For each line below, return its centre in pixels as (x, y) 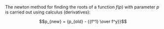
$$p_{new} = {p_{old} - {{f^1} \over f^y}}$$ (83, 22)
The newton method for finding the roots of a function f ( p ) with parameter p (82, 7)
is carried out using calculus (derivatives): (48, 12)
